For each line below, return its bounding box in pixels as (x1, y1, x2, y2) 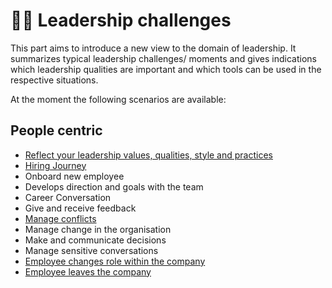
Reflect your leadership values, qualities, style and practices (24, 149, 273, 161)
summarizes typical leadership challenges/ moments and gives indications (10, 52, 317, 64)
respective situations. (10, 74, 99, 86)
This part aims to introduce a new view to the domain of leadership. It (10, 42, 297, 54)
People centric (10, 122, 103, 139)
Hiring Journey (24, 159, 87, 171)
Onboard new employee (24, 170, 125, 182)
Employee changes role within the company (24, 255, 206, 267)
